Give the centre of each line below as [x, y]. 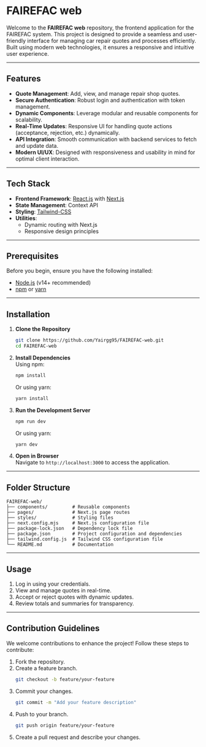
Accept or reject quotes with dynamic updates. [74, 597]
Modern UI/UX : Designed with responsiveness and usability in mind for [105, 152]
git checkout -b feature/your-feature [65, 679]
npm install [30, 375]
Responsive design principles [62, 231]
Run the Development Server [53, 410]
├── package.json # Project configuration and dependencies [94, 534]
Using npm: [30, 364]
